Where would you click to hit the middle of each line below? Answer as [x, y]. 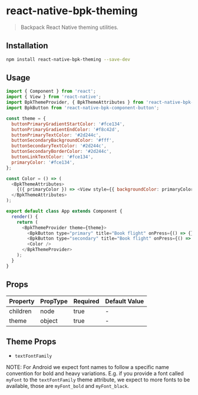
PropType [54, 301]
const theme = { [26, 118]
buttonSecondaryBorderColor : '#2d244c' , [62, 152]
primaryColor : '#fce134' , [43, 162]
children [20, 311]
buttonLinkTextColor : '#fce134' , [52, 157]
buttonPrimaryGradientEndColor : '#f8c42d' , [65, 129]
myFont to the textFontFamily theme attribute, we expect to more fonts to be [98, 380]
